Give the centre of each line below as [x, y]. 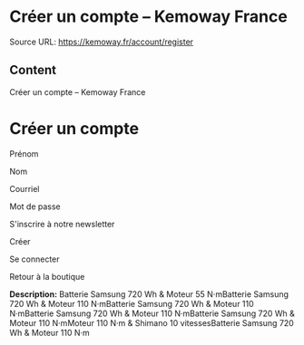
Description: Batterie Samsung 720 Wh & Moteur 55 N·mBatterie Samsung [149, 294]
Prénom [24, 153]
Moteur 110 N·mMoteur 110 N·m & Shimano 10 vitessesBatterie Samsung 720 [152, 322]
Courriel [25, 188]
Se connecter [35, 259]
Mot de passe [35, 206]
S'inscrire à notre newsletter [62, 224]
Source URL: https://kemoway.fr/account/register [101, 42]
